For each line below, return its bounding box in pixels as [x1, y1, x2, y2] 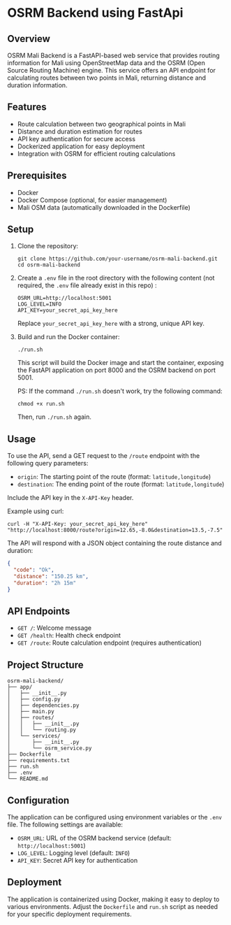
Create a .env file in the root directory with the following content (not [17, 274, 215, 282]
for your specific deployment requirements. [7, 910, 132, 918]
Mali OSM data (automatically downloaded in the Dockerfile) [17, 203, 191, 211]
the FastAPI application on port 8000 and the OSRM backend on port [17, 366, 216, 375]
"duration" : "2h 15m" [13, 579, 77, 587]
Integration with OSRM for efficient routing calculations [17, 149, 176, 158]
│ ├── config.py [7, 696, 61, 703]
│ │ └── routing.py [7, 726, 77, 733]
